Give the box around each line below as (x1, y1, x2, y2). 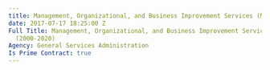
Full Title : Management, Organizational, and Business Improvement (8, 27, 239, 35)
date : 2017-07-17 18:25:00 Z (8, 19, 106, 27)
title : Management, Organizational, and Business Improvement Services (8, 11, 253, 20)
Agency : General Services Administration (8, 42, 149, 50)
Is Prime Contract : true (8, 49, 92, 57)
